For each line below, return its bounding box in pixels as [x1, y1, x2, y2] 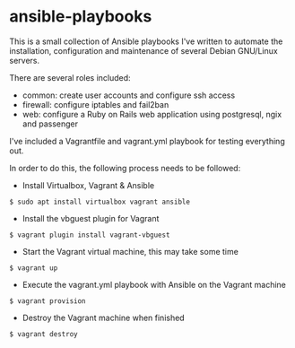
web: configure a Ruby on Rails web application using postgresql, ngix [22, 109, 282, 119]
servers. [9, 55, 40, 65]
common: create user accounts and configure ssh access [22, 90, 236, 100]
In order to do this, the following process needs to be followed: [9, 162, 241, 173]
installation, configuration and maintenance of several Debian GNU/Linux [9, 45, 278, 56]
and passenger [22, 118, 79, 129]
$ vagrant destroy [9, 329, 78, 338]
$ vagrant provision [9, 296, 87, 306]
